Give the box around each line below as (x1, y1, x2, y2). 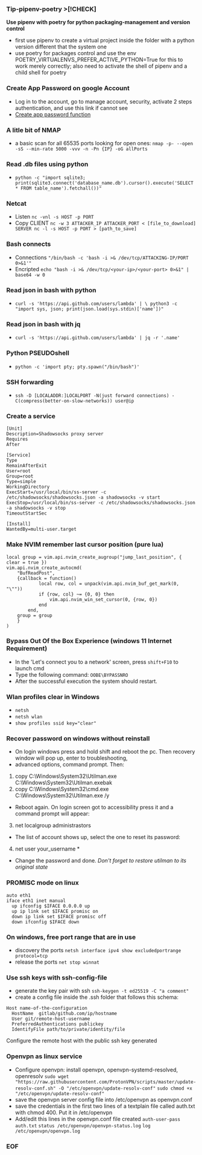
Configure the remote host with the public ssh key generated (6, 1037, 157, 1044)
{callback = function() (17, 575, 77, 581)
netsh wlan (14, 714, 43, 720)
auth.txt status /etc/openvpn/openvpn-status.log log (14, 1122, 151, 1129)
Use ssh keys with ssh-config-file (6, 973, 107, 982)
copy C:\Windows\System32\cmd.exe (14, 786, 109, 793)
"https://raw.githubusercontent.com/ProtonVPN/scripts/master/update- (14, 1079, 197, 1085)
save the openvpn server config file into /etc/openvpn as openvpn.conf (14, 1096, 193, 1103)
